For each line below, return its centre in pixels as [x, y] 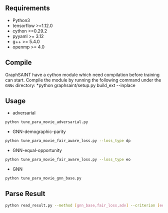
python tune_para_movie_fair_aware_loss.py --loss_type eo [68, 159]
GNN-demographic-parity [39, 131]
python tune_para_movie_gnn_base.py [43, 178]
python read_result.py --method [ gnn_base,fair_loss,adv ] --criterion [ [82, 205]
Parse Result [25, 194]
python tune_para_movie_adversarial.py [47, 122]
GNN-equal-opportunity [37, 150]
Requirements [27, 8]
